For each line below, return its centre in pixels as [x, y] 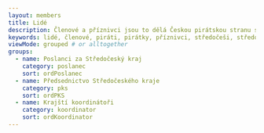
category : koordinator [59, 110]
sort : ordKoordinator [57, 117]
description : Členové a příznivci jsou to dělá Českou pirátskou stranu [130, 30]
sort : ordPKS [44, 95]
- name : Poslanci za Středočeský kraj [79, 59]
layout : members [35, 15]
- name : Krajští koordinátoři [64, 102]
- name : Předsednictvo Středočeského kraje [87, 81]
